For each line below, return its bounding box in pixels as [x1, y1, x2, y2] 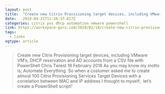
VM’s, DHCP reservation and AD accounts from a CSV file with [17, 57, 144, 63]
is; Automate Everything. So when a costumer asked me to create [17, 68, 150, 74]
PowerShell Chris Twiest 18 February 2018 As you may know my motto [17, 62, 160, 68]
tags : [5, 30, 16, 35]
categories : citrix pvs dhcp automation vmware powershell [5, 20, 129, 26]
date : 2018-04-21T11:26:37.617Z [5, 16, 76, 21]
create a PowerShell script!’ [17, 83, 73, 89]
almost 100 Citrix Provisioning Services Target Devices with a [17, 73, 141, 78]
